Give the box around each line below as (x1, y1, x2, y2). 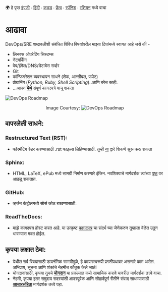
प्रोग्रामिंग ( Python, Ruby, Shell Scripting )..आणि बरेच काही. (12, 79, 118, 85)
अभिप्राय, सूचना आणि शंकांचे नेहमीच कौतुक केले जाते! (12, 264, 97, 270)
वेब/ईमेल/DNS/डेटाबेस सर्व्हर (12, 63, 60, 69)
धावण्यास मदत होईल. (12, 230, 46, 237)
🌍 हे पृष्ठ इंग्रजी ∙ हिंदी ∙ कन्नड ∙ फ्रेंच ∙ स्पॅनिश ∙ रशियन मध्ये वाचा (5, 5, 107, 11)
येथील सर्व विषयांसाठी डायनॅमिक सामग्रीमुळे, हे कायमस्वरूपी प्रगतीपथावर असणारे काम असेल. (12, 259, 155, 265)
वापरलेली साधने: (5, 120, 44, 128)
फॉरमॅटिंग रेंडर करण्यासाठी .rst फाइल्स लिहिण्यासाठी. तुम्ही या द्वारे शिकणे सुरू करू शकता (12, 146, 152, 152)
